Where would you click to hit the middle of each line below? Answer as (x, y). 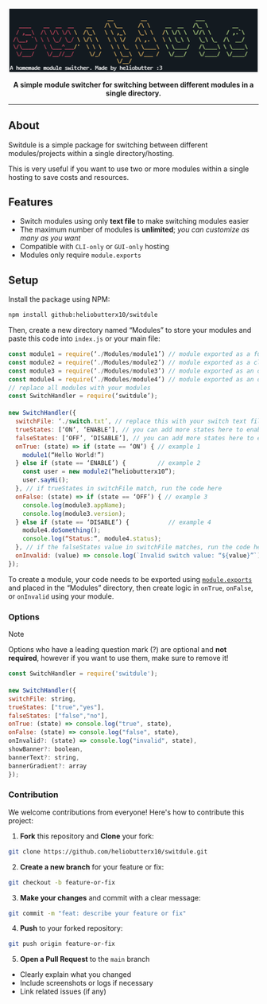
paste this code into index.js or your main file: (84, 338)
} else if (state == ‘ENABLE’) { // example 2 (108, 463)
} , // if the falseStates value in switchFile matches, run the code (133, 547)
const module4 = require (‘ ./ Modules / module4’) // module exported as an (131, 379)
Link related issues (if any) (63, 991)
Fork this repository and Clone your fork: (87, 836)
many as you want (50, 238)
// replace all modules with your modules (79, 388)
